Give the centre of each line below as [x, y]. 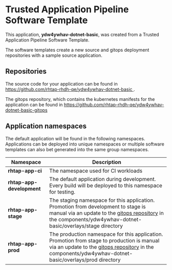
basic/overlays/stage [74, 225]
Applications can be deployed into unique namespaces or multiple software [85, 144]
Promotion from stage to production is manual [104, 240]
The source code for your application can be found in [61, 84]
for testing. [62, 192]
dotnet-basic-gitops [26, 110]
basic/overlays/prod [73, 260]
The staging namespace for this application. [102, 200]
